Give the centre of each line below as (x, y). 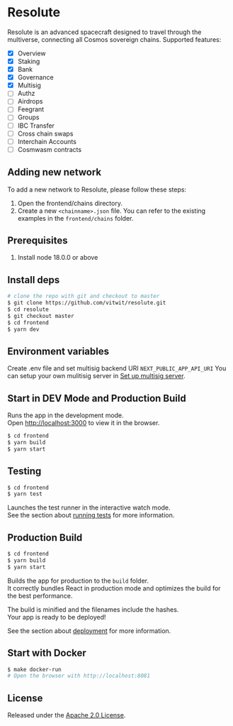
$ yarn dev (23, 329)
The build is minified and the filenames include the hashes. (93, 609)
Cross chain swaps (45, 133)
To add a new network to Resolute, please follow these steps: (97, 189)
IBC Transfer (36, 126)
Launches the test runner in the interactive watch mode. (89, 507)
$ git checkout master (41, 316)
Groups (28, 117)
